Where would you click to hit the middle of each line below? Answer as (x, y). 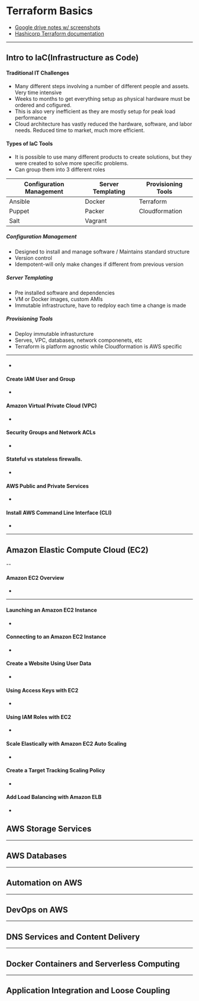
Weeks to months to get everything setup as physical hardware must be (102, 98)
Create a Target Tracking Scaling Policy (56, 771)
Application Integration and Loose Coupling (88, 991)
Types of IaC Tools (30, 144)
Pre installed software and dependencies (65, 293)
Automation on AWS (44, 883)
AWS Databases (36, 856)
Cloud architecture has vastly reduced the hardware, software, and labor (103, 124)
